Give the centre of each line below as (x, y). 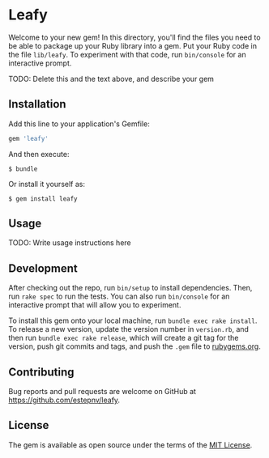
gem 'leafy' (28, 138)
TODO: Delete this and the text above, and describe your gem (111, 78)
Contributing (41, 372)
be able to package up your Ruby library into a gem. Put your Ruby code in (133, 45)
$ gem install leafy (43, 199)
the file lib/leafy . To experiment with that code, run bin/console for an (127, 54)
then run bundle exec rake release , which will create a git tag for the (124, 338)
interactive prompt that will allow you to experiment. (95, 305)
